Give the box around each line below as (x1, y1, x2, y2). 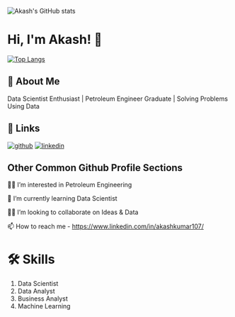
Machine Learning (17, 302, 71, 311)
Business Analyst (17, 294, 69, 303)
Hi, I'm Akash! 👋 (7, 32, 103, 48)
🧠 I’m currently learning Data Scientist (7, 194, 118, 203)
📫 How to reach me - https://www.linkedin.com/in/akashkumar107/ (7, 222, 204, 230)
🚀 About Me (7, 75, 60, 88)
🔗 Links (7, 123, 40, 135)
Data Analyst (17, 287, 55, 296)
